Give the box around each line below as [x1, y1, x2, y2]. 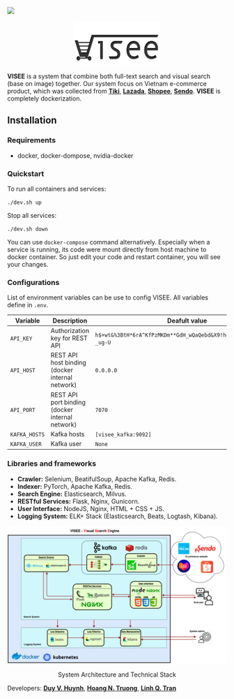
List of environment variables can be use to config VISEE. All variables [7, 293, 209, 302]
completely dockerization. [7, 94, 82, 103]
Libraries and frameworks [7, 459, 96, 469]
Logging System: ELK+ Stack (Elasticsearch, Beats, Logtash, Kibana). [17, 512, 218, 520]
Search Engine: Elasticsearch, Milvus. [17, 490, 127, 498]
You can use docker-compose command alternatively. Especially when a [7, 237, 210, 246]
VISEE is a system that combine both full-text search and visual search [7, 72, 211, 80]
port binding [50, 398, 86, 406]
